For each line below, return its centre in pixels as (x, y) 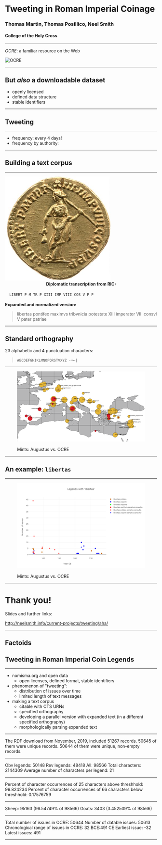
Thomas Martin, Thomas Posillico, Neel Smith (60, 24)
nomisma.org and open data (40, 676)
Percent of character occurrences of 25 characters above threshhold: (74, 784)
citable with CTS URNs (42, 706)
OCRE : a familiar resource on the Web (43, 51)
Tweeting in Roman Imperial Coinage (80, 9)
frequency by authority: (35, 143)
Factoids (18, 643)
